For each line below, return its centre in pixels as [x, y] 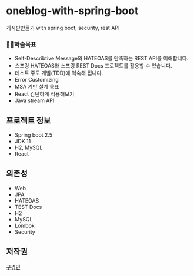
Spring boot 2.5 [34, 135]
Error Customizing [36, 80]
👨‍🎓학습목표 [21, 44]
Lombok [25, 225]
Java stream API [34, 100]
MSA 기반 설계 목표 [37, 87]
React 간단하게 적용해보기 [44, 94]
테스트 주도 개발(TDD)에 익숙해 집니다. [59, 73]
